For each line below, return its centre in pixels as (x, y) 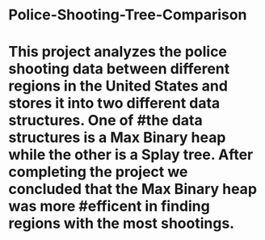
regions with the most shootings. (122, 223)
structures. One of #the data (106, 121)
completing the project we (98, 172)
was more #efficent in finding (109, 206)
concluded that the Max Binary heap (132, 189)
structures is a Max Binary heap (117, 138)
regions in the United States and (118, 86)
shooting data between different (119, 69)
